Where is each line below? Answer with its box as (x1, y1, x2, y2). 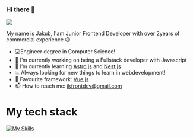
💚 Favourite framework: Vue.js (14, 76, 89, 83)
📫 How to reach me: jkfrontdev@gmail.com (14, 82, 122, 89)
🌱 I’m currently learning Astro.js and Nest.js (14, 63, 121, 70)
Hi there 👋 (6, 5, 36, 14)
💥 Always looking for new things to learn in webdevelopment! (14, 69, 166, 76)
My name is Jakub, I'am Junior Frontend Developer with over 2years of (6, 30, 180, 37)
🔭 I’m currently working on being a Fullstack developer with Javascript (14, 56, 187, 64)
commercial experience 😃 (6, 36, 71, 43)
